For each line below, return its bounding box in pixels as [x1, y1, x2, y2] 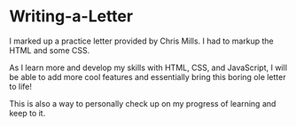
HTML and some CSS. [9, 44, 90, 55]
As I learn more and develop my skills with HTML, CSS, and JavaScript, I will [9, 62, 288, 73]
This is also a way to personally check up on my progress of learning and [9, 98, 277, 108]
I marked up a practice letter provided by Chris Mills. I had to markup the [9, 36, 275, 46]
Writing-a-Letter [9, 6, 134, 27]
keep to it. [9, 107, 46, 118]
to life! [9, 81, 33, 91]
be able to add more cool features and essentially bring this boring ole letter [9, 71, 286, 82]
